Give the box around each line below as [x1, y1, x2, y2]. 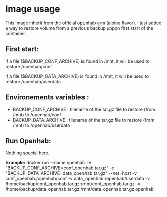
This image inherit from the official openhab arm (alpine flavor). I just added [5, 20, 162, 26]
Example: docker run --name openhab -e [5, 160, 92, 166]
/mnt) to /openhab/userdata [12, 122, 70, 128]
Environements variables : [5, 93, 89, 102]
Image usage [5, 3, 60, 15]
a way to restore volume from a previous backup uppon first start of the [5, 25, 153, 31]
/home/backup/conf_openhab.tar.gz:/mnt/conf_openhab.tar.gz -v [5, 181, 141, 187]
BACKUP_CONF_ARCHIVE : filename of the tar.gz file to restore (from [12, 106, 156, 112]
